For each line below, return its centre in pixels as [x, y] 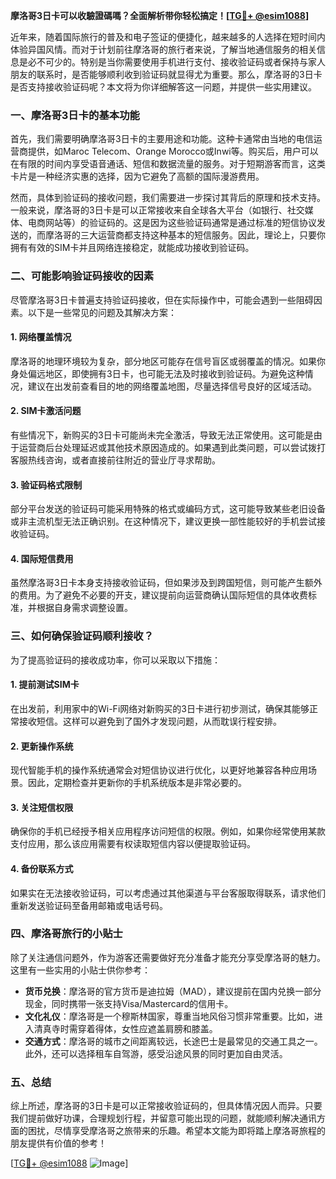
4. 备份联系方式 [42, 868]
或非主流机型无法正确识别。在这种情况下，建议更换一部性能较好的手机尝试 [163, 521]
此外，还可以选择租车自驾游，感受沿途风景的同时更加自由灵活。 [156, 1053]
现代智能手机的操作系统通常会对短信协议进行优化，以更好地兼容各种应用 [159, 770]
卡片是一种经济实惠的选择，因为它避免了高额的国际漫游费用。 [137, 176]
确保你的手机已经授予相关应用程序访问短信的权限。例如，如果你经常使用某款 [168, 831]
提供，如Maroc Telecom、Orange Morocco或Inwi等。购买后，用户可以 [173, 151]
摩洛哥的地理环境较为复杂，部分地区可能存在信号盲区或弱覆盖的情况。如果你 [168, 361]
